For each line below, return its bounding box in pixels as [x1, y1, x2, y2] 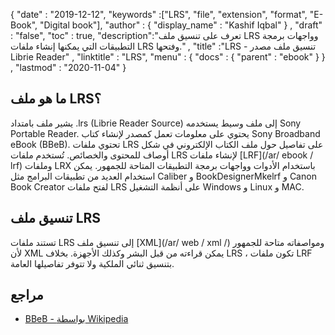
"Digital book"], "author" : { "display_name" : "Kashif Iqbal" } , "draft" [39, 19, 323, 31]
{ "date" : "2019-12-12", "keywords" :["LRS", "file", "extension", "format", [10, 9, 308, 20]
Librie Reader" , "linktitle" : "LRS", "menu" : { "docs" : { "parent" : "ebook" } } [10, 51, 326, 63]
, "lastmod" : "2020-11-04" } [10, 62, 127, 73]
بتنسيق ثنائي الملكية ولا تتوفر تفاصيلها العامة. [10, 257, 175, 269]
